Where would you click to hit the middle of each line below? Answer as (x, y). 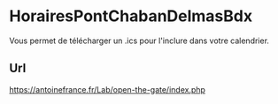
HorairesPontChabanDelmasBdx (131, 16)
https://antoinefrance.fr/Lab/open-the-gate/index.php (108, 89)
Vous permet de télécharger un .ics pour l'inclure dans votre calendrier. (139, 41)
